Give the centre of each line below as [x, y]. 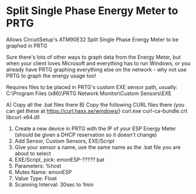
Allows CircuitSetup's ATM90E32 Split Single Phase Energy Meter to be [92, 39]
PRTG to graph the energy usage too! [51, 76]
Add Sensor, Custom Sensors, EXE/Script [65, 141]
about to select [33, 153]
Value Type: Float [36, 178]
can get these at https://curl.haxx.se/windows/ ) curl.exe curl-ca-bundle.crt [97, 111]
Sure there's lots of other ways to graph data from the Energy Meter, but [93, 57]
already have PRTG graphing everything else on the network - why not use [96, 69]
